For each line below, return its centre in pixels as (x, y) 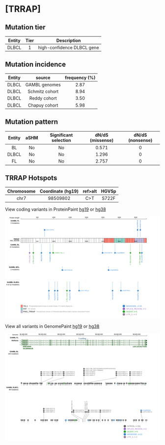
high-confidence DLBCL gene (69, 47)
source (43, 78)
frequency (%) (80, 78)
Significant (61, 135)
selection (61, 140)
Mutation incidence (36, 64)
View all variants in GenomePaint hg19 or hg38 (52, 326)
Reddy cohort (43, 98)
